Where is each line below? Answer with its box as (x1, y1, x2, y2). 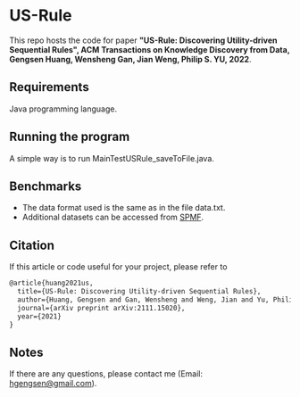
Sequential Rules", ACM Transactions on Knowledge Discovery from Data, (9, 44, 290, 54)
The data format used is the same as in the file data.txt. (21, 203, 226, 213)
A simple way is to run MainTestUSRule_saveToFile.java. (9, 153, 214, 163)
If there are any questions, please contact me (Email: (9, 368, 204, 379)
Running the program (9, 129, 130, 145)
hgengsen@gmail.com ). (9, 378, 97, 389)
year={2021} (17, 311, 62, 321)
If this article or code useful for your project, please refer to (9, 261, 228, 272)
